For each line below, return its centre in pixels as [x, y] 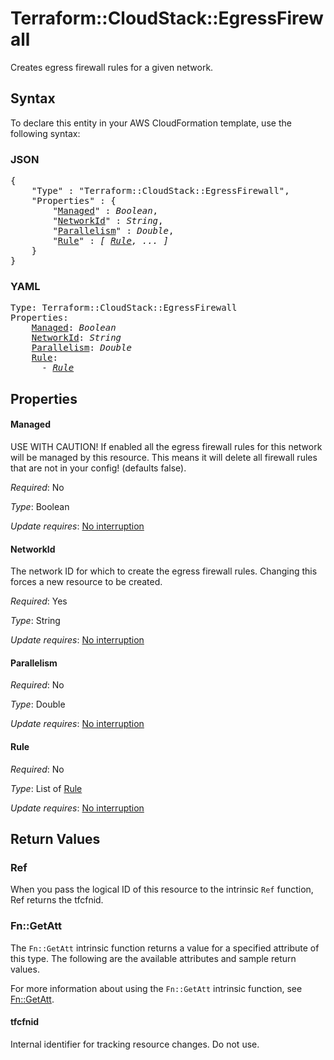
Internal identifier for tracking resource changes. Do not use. [135, 1044]
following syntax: [45, 133]
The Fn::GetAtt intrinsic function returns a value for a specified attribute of [165, 948]
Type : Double [38, 704]
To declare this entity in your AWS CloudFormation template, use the [151, 123]
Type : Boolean [40, 506]
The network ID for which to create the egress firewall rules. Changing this [164, 571]
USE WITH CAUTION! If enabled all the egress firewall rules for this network [166, 446]
